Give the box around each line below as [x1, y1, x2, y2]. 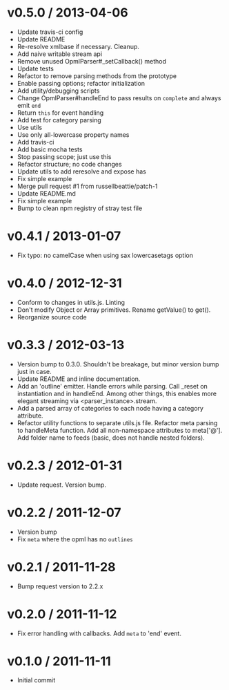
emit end [17, 101, 41, 109]
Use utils [17, 123, 43, 131]
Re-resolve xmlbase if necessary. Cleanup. [17, 42, 140, 50]
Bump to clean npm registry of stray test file [17, 204, 143, 212]
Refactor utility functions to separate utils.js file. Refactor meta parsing [17, 418, 218, 427]
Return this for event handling [17, 109, 104, 117]
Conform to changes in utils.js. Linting [17, 298, 126, 306]
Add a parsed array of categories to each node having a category [17, 404, 203, 412]
